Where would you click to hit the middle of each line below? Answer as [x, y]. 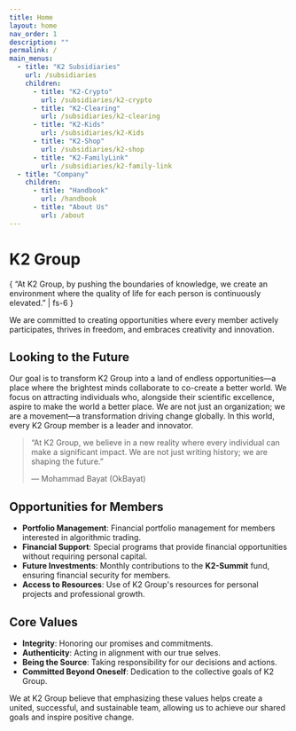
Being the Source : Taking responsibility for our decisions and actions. [149, 662]
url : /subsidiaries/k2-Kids [93, 133]
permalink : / [33, 51]
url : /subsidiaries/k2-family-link [107, 166]
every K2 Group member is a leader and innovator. [101, 426]
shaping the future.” [67, 461]
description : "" [39, 42]
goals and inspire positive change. [72, 717]
